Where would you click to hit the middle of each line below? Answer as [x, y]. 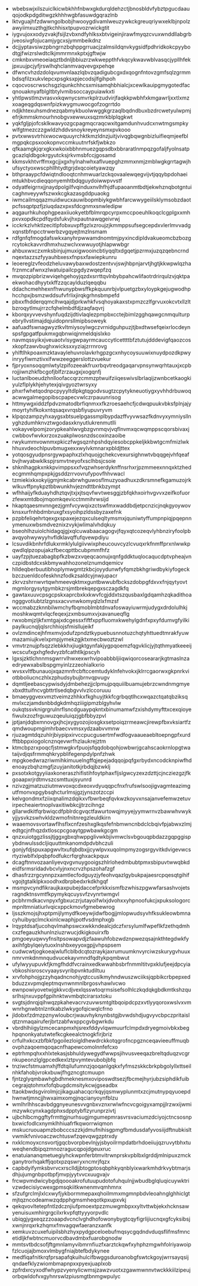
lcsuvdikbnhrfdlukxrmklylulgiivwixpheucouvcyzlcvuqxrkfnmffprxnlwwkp [101, 544]
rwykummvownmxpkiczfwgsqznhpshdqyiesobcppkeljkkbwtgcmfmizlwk [100, 442]
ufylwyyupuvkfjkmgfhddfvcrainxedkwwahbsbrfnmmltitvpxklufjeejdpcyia [101, 964]
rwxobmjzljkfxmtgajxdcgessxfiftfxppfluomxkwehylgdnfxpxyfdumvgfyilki [100, 620]
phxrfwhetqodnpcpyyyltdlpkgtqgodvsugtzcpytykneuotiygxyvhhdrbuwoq [101, 391]
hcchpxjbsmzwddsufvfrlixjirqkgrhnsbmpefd [66, 295]
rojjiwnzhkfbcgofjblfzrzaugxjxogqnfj [57, 372]
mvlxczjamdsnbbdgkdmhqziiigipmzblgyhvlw [66, 703]
